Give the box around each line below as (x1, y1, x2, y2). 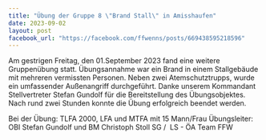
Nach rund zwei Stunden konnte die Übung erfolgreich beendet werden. (8, 98, 247, 108)
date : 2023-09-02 (8, 19, 66, 27)
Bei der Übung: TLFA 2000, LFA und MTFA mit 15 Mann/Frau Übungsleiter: (8, 114, 254, 124)
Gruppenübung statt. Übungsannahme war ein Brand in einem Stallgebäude (8, 65, 259, 74)
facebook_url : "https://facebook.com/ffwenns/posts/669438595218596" (8, 34, 246, 42)
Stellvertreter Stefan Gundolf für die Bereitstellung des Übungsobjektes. (8, 90, 246, 100)
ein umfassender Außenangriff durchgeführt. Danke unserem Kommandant (8, 82, 256, 91)
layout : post (8, 26, 52, 34)
